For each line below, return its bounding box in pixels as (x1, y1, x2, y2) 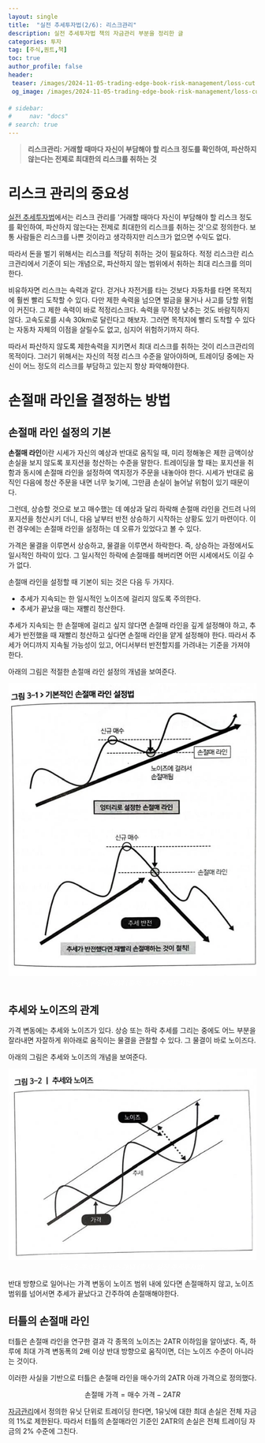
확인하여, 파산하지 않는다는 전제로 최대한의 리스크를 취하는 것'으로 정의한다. (16, 222, 248, 232)
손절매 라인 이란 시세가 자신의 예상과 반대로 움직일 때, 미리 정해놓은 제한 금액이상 (8, 448, 254, 457)
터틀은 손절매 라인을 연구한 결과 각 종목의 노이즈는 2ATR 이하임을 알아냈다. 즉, (8, 1337, 248, 1346)
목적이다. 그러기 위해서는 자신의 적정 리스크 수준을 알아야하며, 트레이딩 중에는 (8, 351, 246, 360)
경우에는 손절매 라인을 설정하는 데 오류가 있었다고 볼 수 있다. (16, 524, 202, 533)
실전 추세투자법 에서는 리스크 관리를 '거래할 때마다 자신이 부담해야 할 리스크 (8, 212, 238, 222)
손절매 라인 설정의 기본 (8, 426, 112, 439)
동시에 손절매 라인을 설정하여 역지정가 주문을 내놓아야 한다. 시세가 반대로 (22, 468, 246, 477)
